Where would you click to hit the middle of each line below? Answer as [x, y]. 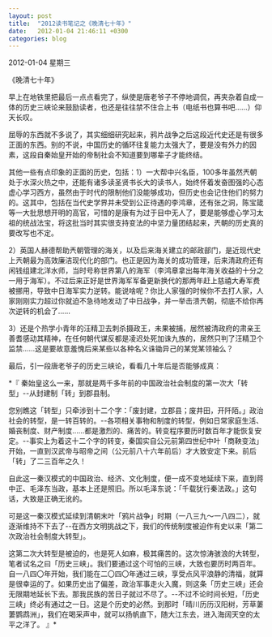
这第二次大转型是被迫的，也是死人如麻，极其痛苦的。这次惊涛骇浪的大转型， [136, 553]
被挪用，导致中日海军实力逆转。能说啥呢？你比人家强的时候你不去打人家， [132, 291]
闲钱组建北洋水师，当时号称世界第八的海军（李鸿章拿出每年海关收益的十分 [132, 271]
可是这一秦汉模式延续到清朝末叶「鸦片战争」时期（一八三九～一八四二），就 [134, 516]
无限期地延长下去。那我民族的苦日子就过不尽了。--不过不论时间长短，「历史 [134, 594]
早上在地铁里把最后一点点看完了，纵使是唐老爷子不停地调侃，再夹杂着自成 [132, 97]
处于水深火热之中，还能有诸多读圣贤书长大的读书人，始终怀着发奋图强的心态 [136, 183]
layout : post [30, 16]
